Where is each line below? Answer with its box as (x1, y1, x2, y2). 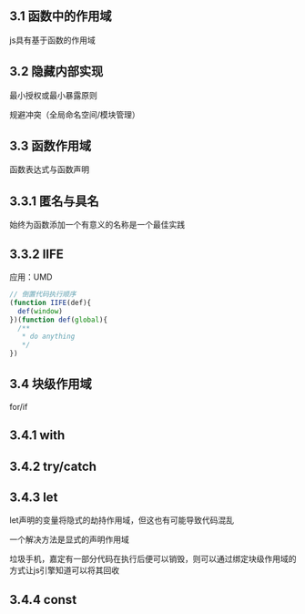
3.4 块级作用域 (9, 376, 93, 392)
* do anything (21, 332, 76, 342)
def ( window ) (17, 306, 64, 316)
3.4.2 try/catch (9, 458, 97, 474)
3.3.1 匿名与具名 (9, 193, 99, 209)
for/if (9, 401, 28, 412)
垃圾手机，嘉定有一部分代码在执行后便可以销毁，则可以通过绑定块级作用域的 (9, 554, 297, 565)
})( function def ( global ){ (9, 315, 107, 324)
